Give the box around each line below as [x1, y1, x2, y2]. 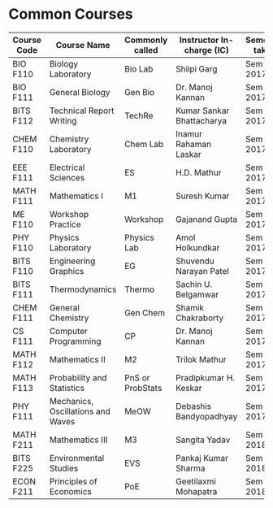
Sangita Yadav [175, 434, 231, 445]
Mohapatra [175, 485, 218, 497]
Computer [49, 325, 88, 336]
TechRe [124, 110, 154, 121]
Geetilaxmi [175, 475, 217, 487]
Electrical [49, 162, 85, 173]
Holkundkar [175, 241, 220, 253]
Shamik [175, 302, 205, 313]
